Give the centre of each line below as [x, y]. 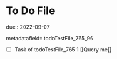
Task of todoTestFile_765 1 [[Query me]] [63, 49]
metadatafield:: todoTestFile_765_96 [50, 38]
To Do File [31, 11]
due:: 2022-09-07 [28, 27]
